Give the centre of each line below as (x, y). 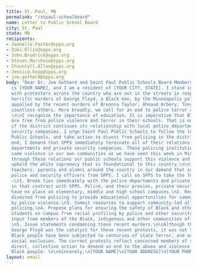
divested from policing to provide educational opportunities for (94, 197)
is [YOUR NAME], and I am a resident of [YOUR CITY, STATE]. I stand (98, 88)
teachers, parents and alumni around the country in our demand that (98, 170)
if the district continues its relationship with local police (90, 126)
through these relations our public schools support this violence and (101, 159)
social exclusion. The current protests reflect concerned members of (99, 241)
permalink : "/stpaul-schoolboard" (48, 17)
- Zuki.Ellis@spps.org (34, 50)
